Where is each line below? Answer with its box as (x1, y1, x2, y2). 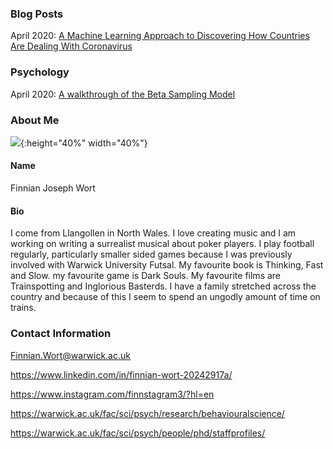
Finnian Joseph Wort (10, 182, 96, 194)
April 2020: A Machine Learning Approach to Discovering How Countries (10, 30, 310, 42)
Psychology (10, 65, 70, 79)
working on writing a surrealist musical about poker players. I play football (10, 238, 315, 250)
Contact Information (10, 327, 112, 341)
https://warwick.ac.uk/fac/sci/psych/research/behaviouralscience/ (10, 407, 285, 419)
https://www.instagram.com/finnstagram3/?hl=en (10, 388, 215, 400)
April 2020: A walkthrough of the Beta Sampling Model (10, 88, 236, 100)
